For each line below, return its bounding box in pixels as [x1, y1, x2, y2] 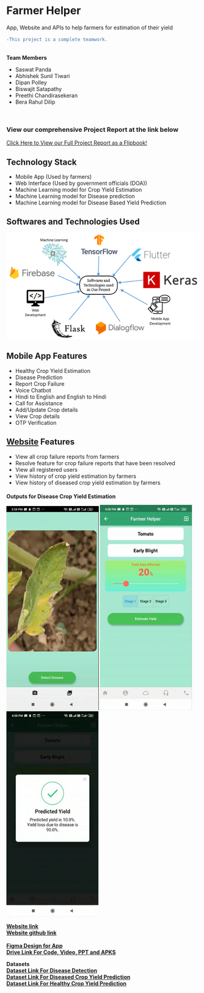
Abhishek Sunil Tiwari [15, 72, 70, 79]
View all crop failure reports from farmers [15, 453, 120, 460]
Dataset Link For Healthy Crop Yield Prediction [6, 980, 127, 988]
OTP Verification [15, 419, 57, 426]
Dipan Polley [15, 79, 47, 86]
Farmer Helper [6, 4, 81, 18]
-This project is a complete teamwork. [6, 36, 108, 43]
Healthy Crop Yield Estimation [15, 367, 90, 374]
